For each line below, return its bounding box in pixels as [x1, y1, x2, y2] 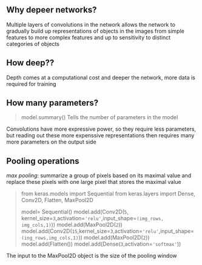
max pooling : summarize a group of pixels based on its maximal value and [6, 172, 192, 179]
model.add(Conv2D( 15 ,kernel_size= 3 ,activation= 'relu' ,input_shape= [21, 227, 194, 235]
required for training [6, 80, 56, 87]
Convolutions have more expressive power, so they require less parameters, [6, 125, 196, 132]
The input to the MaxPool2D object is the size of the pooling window [6, 252, 177, 260]
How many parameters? [6, 98, 99, 108]
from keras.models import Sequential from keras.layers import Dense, [21, 190, 196, 197]
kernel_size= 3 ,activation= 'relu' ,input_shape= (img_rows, [21, 215, 164, 222]
